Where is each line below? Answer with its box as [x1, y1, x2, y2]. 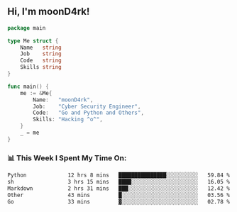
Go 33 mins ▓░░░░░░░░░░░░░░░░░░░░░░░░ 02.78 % [7, 198, 231, 205]
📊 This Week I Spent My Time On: [7, 152, 127, 162]
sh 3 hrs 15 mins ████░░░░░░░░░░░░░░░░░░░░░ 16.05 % [7, 178, 231, 185]
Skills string [20, 64, 62, 71]
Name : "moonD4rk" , [33, 96, 94, 104]
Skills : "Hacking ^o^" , [33, 116, 103, 123]
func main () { [7, 83, 50, 90]
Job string [20, 50, 62, 57]
